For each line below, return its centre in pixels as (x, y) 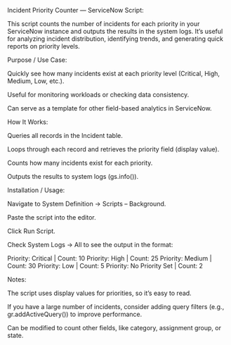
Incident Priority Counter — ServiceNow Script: (75, 10)
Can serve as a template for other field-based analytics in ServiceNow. (110, 108)
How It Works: (28, 122)
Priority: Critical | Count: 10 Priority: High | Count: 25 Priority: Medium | (110, 258)
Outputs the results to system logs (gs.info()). (73, 176)
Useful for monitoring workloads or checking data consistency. (98, 95)
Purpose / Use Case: (37, 60)
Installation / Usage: (36, 190)
